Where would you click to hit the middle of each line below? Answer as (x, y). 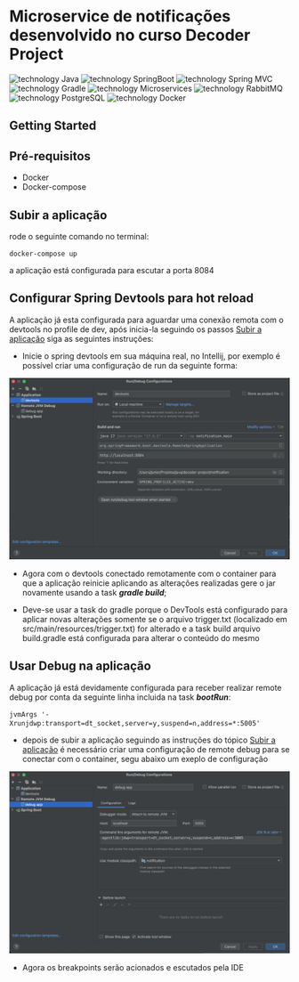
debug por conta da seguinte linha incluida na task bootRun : (120, 697)
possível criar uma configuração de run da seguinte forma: (130, 365)
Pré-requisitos (50, 156)
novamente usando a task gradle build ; (94, 593)
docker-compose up (43, 254)
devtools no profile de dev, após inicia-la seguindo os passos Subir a (136, 329)
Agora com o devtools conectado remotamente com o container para (149, 574)
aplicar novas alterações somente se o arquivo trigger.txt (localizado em (154, 620)
